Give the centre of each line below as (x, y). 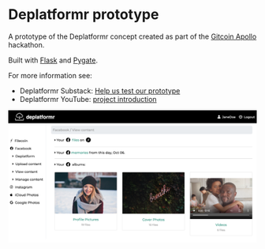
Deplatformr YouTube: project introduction (88, 99)
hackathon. (26, 44)
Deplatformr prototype (84, 15)
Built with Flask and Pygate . (53, 60)
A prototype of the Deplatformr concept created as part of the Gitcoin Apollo (132, 36)
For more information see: (50, 75)
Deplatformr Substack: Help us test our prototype (100, 91)
